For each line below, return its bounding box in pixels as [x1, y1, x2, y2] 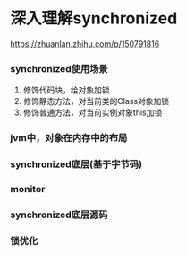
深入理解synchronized [10, 8, 178, 29]
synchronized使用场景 [10, 62, 108, 75]
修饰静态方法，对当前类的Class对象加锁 [22, 96, 170, 107]
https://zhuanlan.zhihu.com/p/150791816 [10, 38, 160, 49]
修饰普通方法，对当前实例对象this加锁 [22, 107, 163, 118]
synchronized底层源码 [10, 208, 108, 221]
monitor [10, 183, 46, 195]
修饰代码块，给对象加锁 [22, 84, 110, 95]
